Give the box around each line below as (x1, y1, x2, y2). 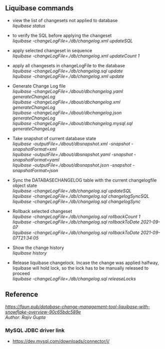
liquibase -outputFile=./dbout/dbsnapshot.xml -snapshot (12, 141, 130, 147)
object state (12, 182, 37, 188)
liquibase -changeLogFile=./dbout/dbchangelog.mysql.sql (12, 120, 133, 126)
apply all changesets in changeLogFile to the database (12, 62, 125, 68)
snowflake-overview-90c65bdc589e (5, 309, 81, 315)
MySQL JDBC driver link (5, 326, 65, 333)
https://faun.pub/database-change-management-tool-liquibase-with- (5, 303, 150, 309)
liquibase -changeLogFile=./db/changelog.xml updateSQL (12, 38, 133, 44)
